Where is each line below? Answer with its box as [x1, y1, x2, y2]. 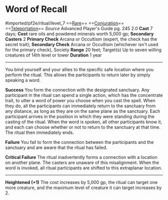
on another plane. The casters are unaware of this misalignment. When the [5, 159, 159, 165]
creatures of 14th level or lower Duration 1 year [5, 52, 102, 58]
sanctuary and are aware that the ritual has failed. [5, 144, 107, 150]
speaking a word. [5, 77, 41, 83]
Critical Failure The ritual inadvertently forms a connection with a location [5, 154, 157, 160]
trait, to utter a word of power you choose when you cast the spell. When [5, 97, 156, 103]
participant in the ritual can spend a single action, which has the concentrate [5, 92, 163, 98]
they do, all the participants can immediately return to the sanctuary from [5, 103, 156, 109]
